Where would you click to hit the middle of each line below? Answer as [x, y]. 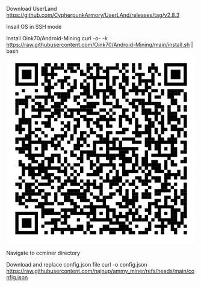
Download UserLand [32, 9]
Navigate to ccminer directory [43, 253]
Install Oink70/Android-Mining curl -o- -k [57, 38]
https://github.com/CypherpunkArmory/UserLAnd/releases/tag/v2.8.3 [93, 15]
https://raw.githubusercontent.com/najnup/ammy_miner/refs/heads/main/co [100, 271]
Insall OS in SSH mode [34, 27]
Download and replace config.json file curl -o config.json [77, 264]
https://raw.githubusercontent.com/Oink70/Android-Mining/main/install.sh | [100, 45]
